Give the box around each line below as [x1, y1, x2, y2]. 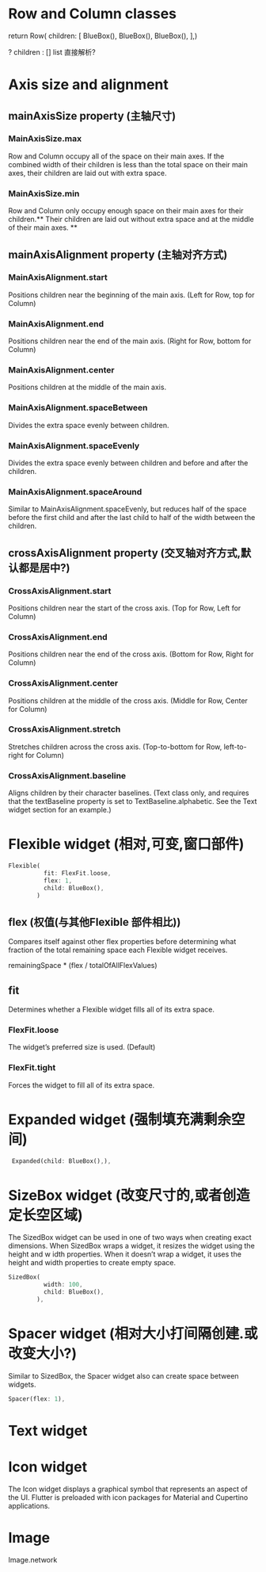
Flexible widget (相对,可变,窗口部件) [8, 836, 245, 853]
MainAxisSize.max [8, 133, 82, 144]
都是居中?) [18, 560, 70, 575]
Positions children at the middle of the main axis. [8, 382, 167, 392]
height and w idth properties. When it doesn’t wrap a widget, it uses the [8, 1249, 241, 1259]
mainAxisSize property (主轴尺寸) [8, 109, 177, 123]
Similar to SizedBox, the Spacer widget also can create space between [8, 1371, 239, 1380]
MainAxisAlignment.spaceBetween [8, 402, 148, 413]
